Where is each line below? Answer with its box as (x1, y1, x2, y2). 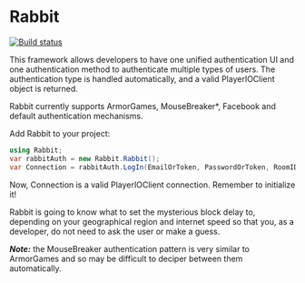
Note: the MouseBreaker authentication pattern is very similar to (9, 243, 250, 254)
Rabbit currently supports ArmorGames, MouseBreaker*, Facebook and (9, 100, 277, 111)
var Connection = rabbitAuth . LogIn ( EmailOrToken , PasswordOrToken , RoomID (9, 162, 299, 172)
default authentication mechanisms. (9, 110, 143, 121)
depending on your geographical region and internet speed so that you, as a (9, 216, 295, 227)
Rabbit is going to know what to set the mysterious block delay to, (9, 207, 256, 217)
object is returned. (9, 83, 79, 94)
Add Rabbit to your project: (9, 127, 111, 138)
